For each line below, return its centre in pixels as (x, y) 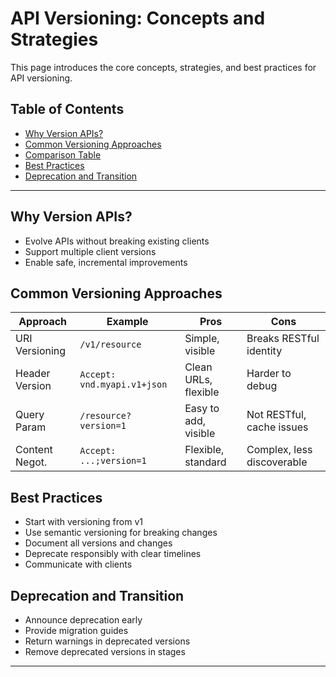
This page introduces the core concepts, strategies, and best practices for (163, 67)
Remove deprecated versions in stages (105, 651)
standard (205, 462)
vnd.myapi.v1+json (123, 385)
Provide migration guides (76, 630)
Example (127, 322)
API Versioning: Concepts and (138, 18)
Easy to (202, 409)
